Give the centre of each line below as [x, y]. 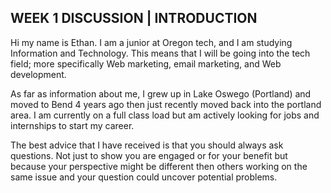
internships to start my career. [72, 125]
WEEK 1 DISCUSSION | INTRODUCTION [134, 18]
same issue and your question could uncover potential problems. [144, 177]
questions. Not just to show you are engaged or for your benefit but [149, 155]
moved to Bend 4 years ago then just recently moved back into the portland [166, 104]
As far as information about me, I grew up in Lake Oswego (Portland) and [161, 93]
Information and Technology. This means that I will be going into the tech [160, 53]
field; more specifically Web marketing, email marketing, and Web [146, 63]
